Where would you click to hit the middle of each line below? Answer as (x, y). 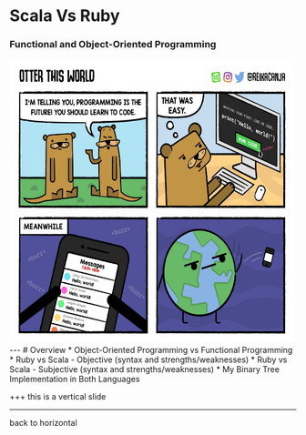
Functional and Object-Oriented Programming (113, 45)
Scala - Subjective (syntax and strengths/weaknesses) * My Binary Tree (145, 369)
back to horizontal (43, 423)
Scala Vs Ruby (65, 16)
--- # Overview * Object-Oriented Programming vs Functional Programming (151, 350)
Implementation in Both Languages (75, 379)
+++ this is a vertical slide (58, 397)
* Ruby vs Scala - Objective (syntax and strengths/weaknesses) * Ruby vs (148, 359)
